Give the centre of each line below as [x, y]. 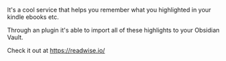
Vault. [15, 37]
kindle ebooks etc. [33, 17]
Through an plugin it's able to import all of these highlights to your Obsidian [114, 30]
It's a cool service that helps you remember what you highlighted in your [109, 10]
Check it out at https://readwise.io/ [56, 50]
